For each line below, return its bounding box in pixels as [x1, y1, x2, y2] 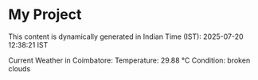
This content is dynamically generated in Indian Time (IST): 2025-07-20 [8, 32, 244, 41]
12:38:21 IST [8, 40, 49, 49]
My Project [8, 6, 82, 24]
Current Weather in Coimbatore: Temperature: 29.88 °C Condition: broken [8, 55, 251, 65]
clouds [8, 63, 31, 73]
